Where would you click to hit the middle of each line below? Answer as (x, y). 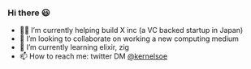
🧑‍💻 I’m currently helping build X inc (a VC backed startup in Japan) (131, 30)
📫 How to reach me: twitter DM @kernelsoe (93, 56)
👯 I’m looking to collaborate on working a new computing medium (129, 39)
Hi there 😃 (29, 13)
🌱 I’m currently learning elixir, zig (74, 47)
